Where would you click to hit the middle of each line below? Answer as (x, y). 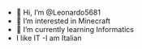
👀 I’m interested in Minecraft (63, 21)
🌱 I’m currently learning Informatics (75, 29)
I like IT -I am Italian (49, 38)
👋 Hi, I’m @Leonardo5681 (58, 12)
